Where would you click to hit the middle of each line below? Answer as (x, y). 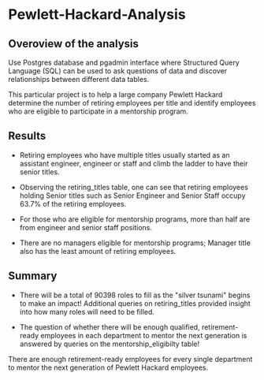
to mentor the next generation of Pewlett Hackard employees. (108, 367)
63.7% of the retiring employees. (73, 203)
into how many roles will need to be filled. (87, 311)
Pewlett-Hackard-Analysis (97, 15)
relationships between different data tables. (79, 79)
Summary (33, 276)
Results (27, 136)
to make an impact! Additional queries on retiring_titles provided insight (135, 303)
